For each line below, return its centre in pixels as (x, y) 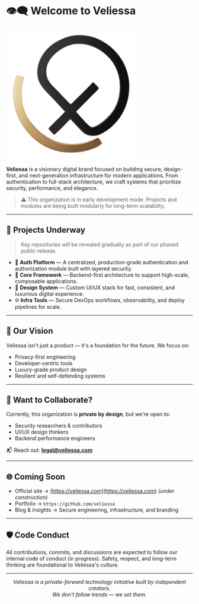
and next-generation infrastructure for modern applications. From (99, 175)
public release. (39, 251)
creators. (99, 588)
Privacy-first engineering (45, 357)
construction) (31, 497)
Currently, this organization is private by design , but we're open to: (88, 414)
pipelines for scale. (38, 306)
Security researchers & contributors (58, 426)
